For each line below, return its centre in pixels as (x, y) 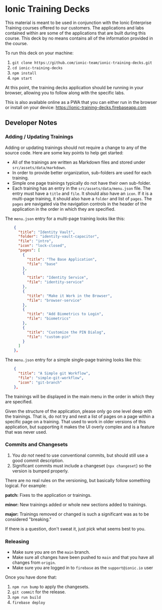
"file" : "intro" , (36, 241)
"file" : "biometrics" (49, 319)
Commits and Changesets (37, 444)
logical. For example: (26, 486)
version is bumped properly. (40, 471)
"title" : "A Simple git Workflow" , (54, 373)
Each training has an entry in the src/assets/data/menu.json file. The (81, 188)
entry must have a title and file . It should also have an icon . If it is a (82, 193)
